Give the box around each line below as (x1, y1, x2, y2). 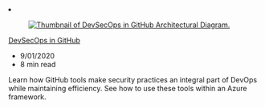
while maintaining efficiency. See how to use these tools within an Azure (8, 84, 247, 93)
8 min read (19, 60, 56, 69)
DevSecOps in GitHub (8, 36, 80, 45)
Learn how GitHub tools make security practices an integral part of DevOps (8, 75, 258, 84)
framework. (8, 92, 47, 102)
